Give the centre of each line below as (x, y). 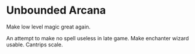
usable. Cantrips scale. (35, 45)
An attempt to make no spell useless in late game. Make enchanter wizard (98, 38)
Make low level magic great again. (48, 27)
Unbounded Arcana (56, 10)
